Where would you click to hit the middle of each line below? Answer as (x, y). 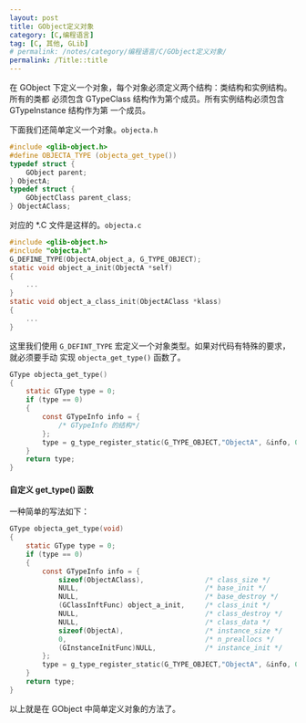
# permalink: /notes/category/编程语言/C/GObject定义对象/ (118, 52)
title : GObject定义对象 (51, 26)
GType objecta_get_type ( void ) (67, 529)
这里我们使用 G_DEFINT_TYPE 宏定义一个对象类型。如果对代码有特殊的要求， (150, 346)
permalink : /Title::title (58, 60)
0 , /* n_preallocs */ (166, 639)
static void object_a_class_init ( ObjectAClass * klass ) (116, 302)
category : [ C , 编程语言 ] (51, 35)
